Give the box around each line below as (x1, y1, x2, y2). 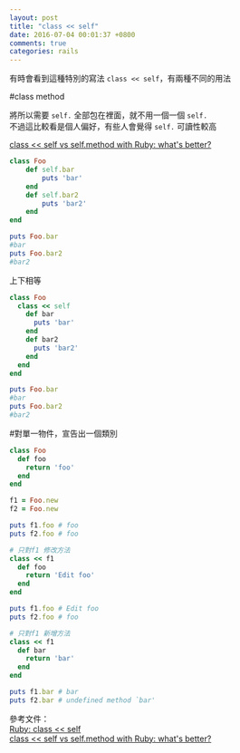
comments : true (9, 38, 67, 48)
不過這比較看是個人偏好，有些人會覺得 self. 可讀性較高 (9, 121, 217, 132)
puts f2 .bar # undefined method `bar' (9, 695, 156, 705)
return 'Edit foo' (25, 571, 95, 580)
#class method (9, 92, 65, 102)
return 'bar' (25, 654, 75, 663)
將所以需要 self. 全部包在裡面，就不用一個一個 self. (9, 110, 208, 121)
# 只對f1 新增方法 (9, 629, 71, 638)
